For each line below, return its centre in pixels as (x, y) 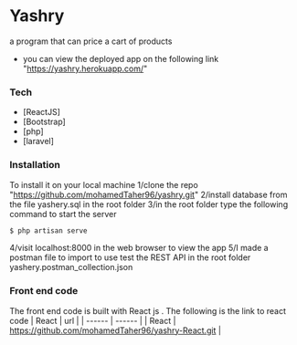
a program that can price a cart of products (91, 41)
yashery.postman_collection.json (71, 267)
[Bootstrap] (44, 122)
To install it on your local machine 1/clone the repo (104, 184)
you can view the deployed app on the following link (121, 58)
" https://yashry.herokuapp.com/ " (85, 68)
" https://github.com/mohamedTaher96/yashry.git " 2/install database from (148, 194)
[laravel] (38, 141)
